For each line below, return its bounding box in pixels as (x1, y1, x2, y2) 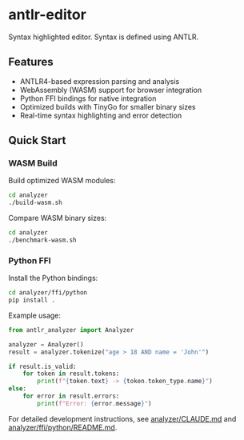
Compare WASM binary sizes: (8, 214, 107, 223)
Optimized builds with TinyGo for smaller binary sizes (19, 102, 196, 111)
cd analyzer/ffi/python (8, 289, 88, 297)
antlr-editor (8, 6, 86, 24)
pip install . (8, 296, 56, 305)
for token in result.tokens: (22, 370, 120, 378)
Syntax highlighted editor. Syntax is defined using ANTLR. (8, 32, 199, 42)
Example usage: (8, 310, 62, 320)
